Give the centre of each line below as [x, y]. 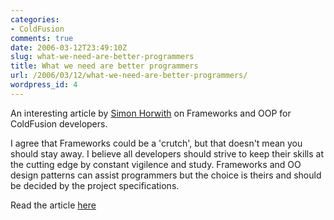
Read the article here [53, 205]
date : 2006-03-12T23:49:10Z [69, 47]
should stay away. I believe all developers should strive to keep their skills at [167, 153]
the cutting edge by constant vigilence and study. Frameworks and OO [156, 164]
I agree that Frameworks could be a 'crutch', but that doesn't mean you [156, 143]
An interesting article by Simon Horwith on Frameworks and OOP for [151, 113]
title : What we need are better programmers [104, 66]
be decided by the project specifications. [95, 185]
